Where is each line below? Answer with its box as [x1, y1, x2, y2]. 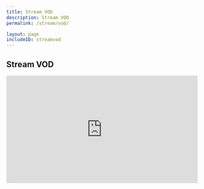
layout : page [6, 31, 39, 37]
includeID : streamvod [6, 37, 61, 43]
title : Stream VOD [6, 8, 53, 15]
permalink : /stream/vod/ [6, 20, 69, 26]
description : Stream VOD [6, 15, 69, 21]
